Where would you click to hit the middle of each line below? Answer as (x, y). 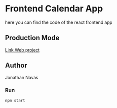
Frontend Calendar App (54, 9)
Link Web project (22, 50)
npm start (15, 100)
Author (16, 66)
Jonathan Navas (22, 77)
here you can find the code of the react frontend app (59, 22)
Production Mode (32, 38)
